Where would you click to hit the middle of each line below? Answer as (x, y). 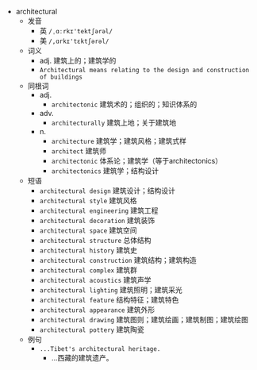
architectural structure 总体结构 (95, 240)
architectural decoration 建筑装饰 (97, 220)
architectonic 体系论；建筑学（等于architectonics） (137, 161)
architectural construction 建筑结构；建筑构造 (118, 260)
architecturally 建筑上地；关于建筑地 (114, 123)
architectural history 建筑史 (88, 250)
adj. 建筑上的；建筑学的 (78, 60)
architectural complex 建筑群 (88, 270)
